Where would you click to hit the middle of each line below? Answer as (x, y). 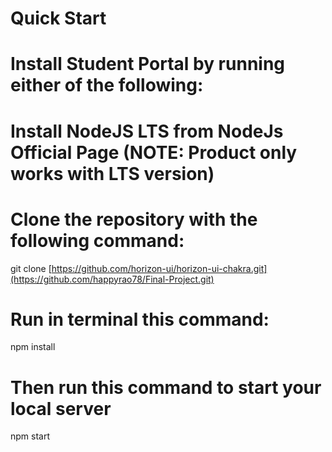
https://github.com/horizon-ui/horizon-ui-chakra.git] (159, 268)
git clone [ (31, 268)
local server (61, 408)
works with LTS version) (112, 173)
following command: (97, 240)
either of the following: (107, 85)
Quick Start (58, 18)
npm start (30, 436)
